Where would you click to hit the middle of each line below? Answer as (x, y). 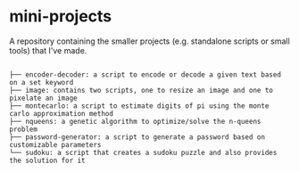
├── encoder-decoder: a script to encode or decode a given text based (145, 74)
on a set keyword (42, 82)
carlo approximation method (62, 113)
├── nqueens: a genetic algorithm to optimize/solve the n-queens (135, 121)
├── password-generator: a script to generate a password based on (137, 137)
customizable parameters (55, 144)
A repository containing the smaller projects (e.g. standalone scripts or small (149, 41)
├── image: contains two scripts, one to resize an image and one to (141, 90)
